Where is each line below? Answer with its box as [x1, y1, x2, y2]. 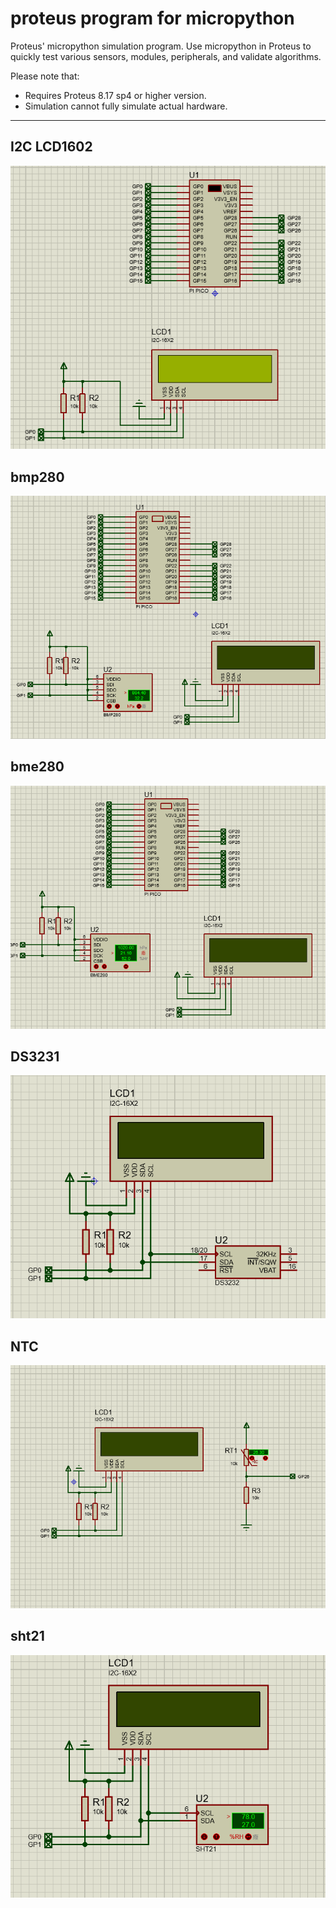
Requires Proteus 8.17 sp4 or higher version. [24, 89, 207, 101]
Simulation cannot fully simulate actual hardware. [24, 100, 228, 112]
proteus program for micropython [10, 7, 295, 30]
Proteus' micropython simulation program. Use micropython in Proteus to [10, 40, 312, 52]
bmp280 [10, 468, 65, 486]
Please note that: [10, 70, 80, 82]
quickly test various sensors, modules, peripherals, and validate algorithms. [10, 50, 322, 62]
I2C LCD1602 [10, 138, 93, 156]
